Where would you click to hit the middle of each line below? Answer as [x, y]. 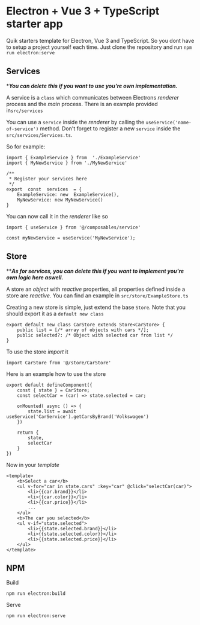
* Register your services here [48, 179]
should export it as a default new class [55, 313]
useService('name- [169, 122]
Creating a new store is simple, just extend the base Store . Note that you [96, 307]
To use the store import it [38, 352]
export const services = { [44, 189]
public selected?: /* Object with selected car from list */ [95, 335]
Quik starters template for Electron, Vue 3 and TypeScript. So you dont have [100, 40]
